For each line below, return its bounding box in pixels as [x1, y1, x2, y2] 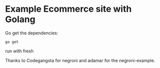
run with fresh [5, 48, 34, 54]
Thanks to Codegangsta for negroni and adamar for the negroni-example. [5, 57, 156, 63]
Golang [5, 14, 36, 25]
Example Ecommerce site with [5, 3, 132, 15]
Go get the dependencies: [5, 30, 58, 36]
